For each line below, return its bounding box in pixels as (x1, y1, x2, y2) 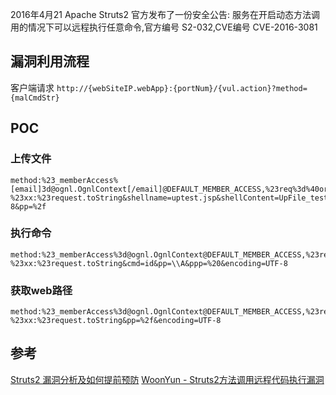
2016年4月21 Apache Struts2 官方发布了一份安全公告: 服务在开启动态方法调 (10, 9, 320, 20)
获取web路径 (10, 283, 73, 297)
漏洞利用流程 (10, 53, 90, 70)
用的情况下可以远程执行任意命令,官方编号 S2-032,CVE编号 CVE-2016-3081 (10, 21, 318, 33)
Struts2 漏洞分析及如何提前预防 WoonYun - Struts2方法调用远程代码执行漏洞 (10, 373, 325, 385)
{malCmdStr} (10, 93, 60, 103)
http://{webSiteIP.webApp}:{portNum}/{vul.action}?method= (56, 83, 308, 93)
